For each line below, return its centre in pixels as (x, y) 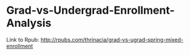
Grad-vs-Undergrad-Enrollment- (90, 10)
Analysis (29, 23)
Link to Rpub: (23, 39)
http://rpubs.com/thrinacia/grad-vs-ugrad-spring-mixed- (112, 39)
